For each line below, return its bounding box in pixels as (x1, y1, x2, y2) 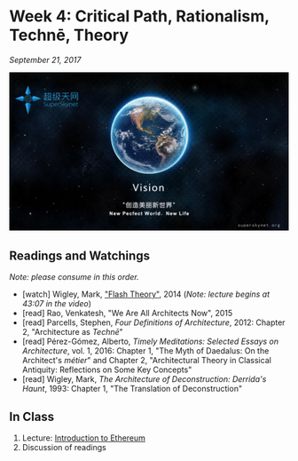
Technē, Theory (9, 25, 129, 45)
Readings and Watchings (9, 248, 151, 263)
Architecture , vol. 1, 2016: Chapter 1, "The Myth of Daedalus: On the (21, 346, 270, 356)
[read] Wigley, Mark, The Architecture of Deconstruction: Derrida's (21, 374, 267, 385)
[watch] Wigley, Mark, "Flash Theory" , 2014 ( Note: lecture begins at (21, 289, 271, 299)
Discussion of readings (21, 442, 106, 453)
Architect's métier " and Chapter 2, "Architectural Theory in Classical (21, 355, 272, 366)
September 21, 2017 (9, 54, 82, 65)
